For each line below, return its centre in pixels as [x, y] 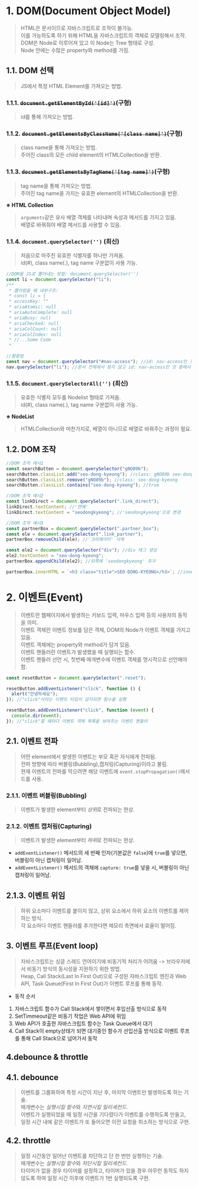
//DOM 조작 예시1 [25, 463]
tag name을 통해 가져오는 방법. [56, 186]
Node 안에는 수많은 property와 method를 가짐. [75, 50]
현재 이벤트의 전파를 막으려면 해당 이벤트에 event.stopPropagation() [100, 771]
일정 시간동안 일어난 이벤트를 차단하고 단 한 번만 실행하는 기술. [92, 1156]
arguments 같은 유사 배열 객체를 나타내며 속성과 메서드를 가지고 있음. [98, 217]
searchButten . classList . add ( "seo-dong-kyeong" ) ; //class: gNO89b [88, 474]
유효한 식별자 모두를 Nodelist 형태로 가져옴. [71, 397]
